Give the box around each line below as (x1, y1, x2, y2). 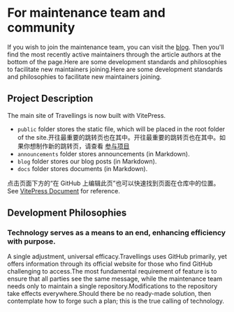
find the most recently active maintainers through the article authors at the (7, 50, 221, 59)
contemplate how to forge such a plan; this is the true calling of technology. (7, 297, 225, 305)
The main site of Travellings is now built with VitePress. (7, 111, 166, 119)
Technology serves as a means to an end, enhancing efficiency (7, 228, 226, 238)
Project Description (7, 93, 94, 105)
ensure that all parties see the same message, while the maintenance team (7, 274, 222, 283)
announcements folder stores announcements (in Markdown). (17, 149, 190, 158)
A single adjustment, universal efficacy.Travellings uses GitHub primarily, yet (7, 253, 227, 261)
